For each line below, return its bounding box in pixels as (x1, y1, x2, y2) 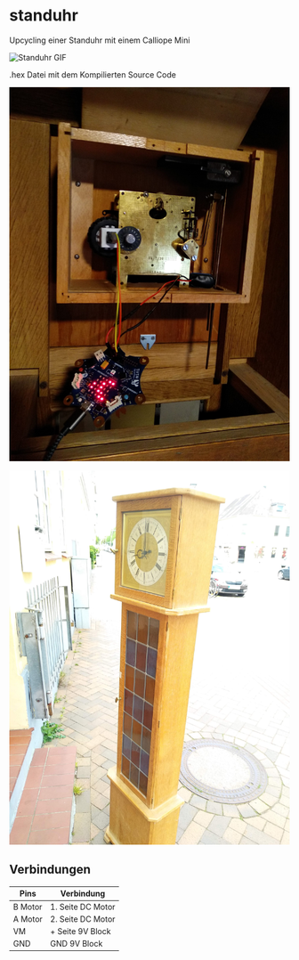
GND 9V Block (50, 939, 103, 949)
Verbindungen (9, 862, 92, 877)
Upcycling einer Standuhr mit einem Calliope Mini (9, 35, 190, 45)
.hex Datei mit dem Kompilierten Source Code (9, 69, 176, 80)
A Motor (12, 914, 43, 924)
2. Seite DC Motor (50, 914, 116, 924)
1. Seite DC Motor (50, 901, 116, 912)
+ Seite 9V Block (50, 926, 111, 936)
